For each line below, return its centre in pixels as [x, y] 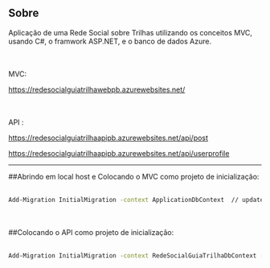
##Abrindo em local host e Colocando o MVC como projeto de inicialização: [134, 176]
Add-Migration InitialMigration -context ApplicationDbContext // [124, 200]
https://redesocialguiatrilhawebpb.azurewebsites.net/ [97, 89]
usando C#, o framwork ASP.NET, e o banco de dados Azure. [110, 41]
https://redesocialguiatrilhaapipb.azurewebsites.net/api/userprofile [119, 153]
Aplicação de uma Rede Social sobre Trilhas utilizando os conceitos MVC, [131, 32]
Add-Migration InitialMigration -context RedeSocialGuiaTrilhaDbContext [133, 256]
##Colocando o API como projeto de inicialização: [91, 232]
